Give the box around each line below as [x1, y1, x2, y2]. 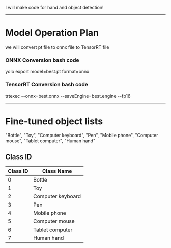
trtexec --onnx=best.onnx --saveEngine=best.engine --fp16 [5, 93, 131, 99]
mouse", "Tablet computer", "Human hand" [5, 138, 96, 144]
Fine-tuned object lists [5, 115, 103, 127]
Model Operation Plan [5, 27, 99, 39]
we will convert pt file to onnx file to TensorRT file [5, 43, 109, 50]
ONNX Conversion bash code [5, 56, 80, 63]
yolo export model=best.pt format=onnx [5, 69, 90, 75]
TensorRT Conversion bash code [5, 81, 88, 88]
